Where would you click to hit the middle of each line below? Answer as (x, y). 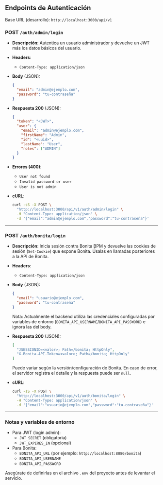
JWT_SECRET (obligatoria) (43, 437)
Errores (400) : (27, 167)
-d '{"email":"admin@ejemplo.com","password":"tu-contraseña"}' (83, 218)
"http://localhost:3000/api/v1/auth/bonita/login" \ (71, 396)
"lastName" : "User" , (42, 144)
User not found (34, 177)
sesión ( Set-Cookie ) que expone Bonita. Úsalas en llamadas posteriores (83, 251)
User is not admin (38, 187)
